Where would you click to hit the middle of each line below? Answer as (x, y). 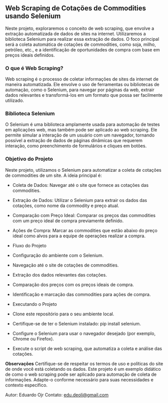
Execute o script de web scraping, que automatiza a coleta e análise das (87, 348)
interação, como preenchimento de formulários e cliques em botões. (76, 146)
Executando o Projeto (35, 304)
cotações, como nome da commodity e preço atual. (66, 206)
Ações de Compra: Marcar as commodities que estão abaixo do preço (85, 230)
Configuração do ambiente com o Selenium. (58, 255)
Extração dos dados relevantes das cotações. (60, 275)
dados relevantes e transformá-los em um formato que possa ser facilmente (84, 95)
